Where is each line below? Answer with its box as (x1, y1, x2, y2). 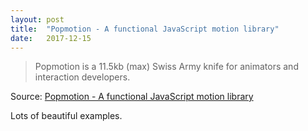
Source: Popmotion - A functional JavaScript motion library (10, 91, 254, 103)
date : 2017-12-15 (10, 33, 92, 43)
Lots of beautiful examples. (10, 110, 123, 122)
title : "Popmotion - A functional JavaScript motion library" (10, 24, 280, 34)
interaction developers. (34, 71, 131, 83)
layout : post (10, 14, 65, 25)
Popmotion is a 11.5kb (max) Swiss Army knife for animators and (34, 61, 299, 73)
